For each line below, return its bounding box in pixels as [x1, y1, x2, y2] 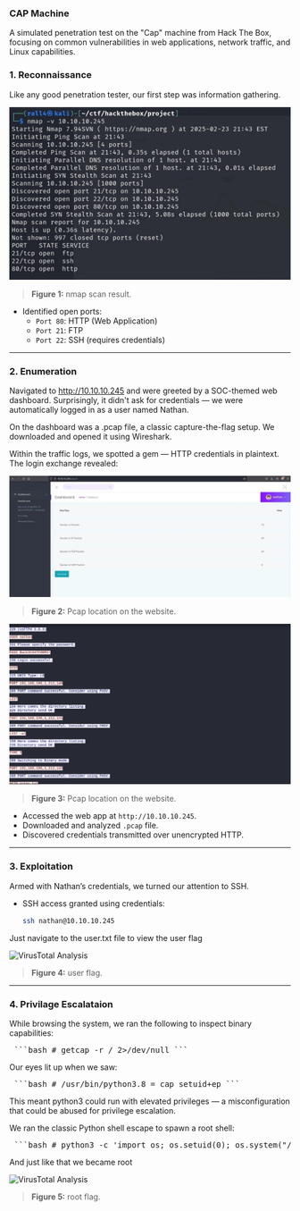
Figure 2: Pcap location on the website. [30, 606, 177, 617]
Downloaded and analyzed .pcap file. [21, 820, 159, 831]
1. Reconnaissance [9, 69, 92, 81]
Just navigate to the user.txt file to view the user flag [9, 932, 203, 943]
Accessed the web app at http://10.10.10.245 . [21, 811, 197, 821]
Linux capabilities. [9, 46, 76, 57]
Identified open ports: [21, 306, 103, 316]
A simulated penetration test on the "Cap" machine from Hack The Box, [9, 28, 272, 38]
